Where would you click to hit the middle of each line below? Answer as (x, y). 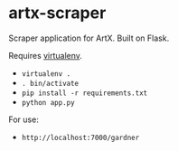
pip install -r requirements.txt (84, 93)
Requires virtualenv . (46, 55)
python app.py (48, 102)
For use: (24, 119)
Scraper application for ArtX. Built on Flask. (89, 38)
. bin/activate (50, 83)
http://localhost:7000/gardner (80, 137)
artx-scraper (57, 13)
